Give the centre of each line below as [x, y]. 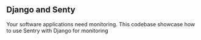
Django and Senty [41, 10]
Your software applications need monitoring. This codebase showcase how [101, 24]
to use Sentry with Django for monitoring [57, 30]
